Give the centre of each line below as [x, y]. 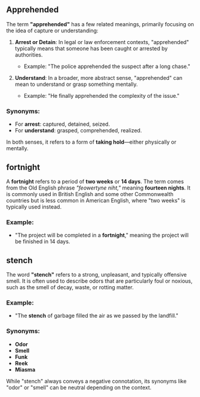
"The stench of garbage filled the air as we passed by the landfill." [97, 316]
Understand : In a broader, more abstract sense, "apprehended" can [99, 77]
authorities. [29, 55]
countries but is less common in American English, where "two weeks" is [96, 200]
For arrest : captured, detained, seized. [62, 124]
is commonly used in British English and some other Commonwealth [90, 194]
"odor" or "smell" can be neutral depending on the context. [79, 387]
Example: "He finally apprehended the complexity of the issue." [102, 95]
